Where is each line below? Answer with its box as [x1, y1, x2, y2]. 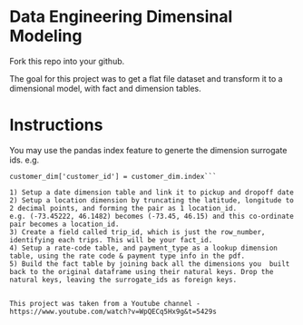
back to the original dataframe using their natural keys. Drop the [9, 267, 274, 276]
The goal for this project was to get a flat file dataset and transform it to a [9, 73, 283, 84]
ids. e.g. [9, 154, 40, 165]
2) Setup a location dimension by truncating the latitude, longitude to [9, 195, 295, 205]
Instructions [9, 115, 103, 135]
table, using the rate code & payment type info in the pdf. [9, 251, 246, 261]
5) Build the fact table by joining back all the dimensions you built [9, 259, 290, 269]
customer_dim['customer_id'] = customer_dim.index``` [9, 172, 218, 181]
